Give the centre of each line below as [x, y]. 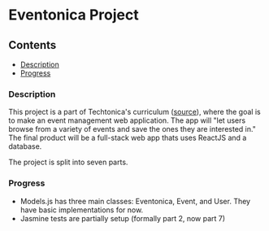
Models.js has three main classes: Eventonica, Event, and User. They [135, 201]
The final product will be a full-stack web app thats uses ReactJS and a [128, 138]
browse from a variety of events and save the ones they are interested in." [132, 129]
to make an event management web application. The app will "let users [127, 120]
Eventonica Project [74, 15]
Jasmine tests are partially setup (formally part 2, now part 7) [123, 218]
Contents [33, 45]
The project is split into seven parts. [68, 162]
